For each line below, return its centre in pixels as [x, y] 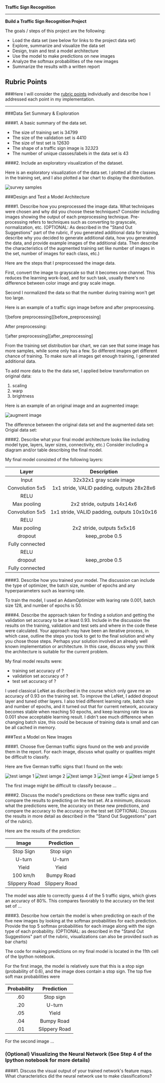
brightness [23, 396]
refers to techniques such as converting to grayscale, [83, 222]
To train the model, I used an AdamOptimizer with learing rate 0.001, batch [80, 600]
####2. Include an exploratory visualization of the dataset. [64, 163]
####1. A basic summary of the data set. [46, 123]
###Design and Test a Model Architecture [47, 197]
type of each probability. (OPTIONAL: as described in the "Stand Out [74, 931]
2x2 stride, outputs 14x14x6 [104, 504]
